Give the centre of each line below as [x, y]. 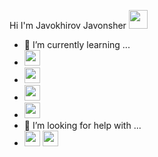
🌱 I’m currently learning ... [77, 44]
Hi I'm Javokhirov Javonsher [68, 25]
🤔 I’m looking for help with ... [82, 125]
